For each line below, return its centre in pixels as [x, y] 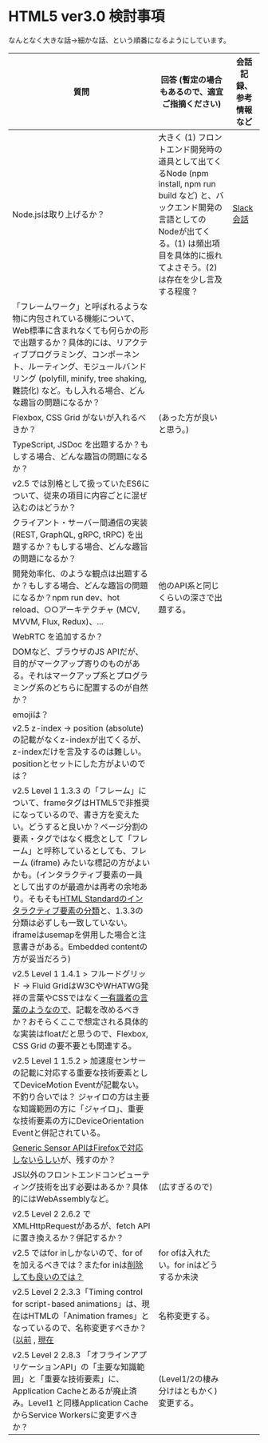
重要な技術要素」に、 [84, 1379]
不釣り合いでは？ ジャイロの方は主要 [81, 1096]
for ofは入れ [181, 1253]
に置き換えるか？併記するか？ [68, 1237]
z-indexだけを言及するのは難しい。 [79, 752]
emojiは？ [31, 715]
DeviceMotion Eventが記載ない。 [82, 1084]
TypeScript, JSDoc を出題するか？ [77, 444]
